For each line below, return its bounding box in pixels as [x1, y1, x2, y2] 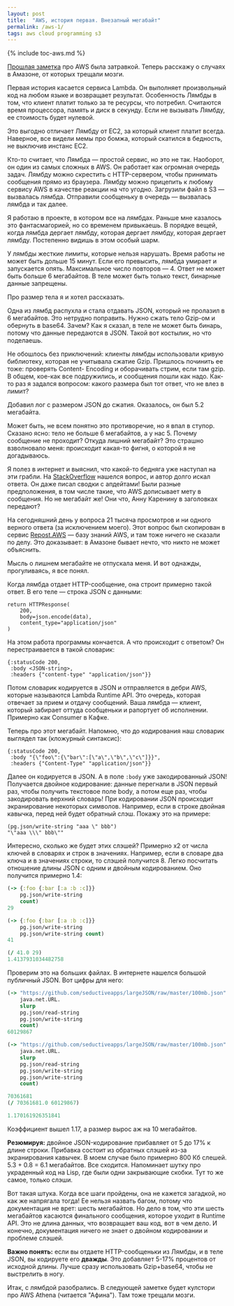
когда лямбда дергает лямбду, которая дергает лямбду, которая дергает [7, 228, 226, 237]
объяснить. [7, 546, 41, 554]
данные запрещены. [7, 280, 68, 288]
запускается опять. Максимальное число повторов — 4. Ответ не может [7, 264, 226, 273]
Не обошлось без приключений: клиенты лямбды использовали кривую [7, 350, 224, 358]
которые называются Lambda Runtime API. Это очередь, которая [7, 691, 201, 699]
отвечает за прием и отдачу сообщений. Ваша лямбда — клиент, [7, 699, 202, 707]
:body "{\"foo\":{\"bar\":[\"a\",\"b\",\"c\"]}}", [10, 754, 161, 761]
